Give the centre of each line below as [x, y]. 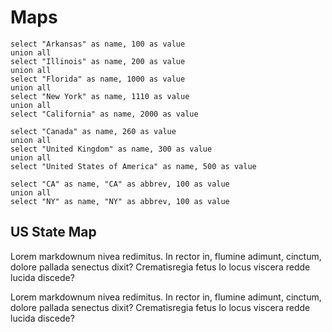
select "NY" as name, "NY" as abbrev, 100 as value [120, 201]
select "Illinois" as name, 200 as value [98, 61]
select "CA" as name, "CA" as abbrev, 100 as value [120, 184]
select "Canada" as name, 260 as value [93, 131]
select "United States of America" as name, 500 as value [133, 166]
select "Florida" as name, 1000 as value [98, 79]
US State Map [53, 232]
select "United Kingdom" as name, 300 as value [111, 149]
